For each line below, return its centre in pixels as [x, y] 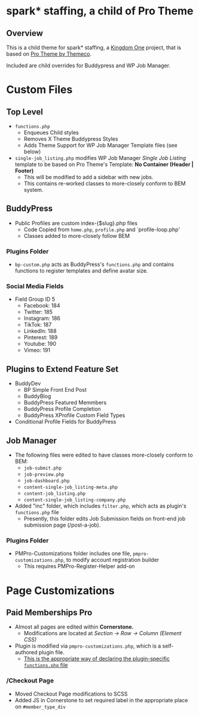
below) [32, 152]
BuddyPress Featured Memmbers [65, 403]
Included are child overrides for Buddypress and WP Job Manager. [88, 65]
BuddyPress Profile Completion [62, 409]
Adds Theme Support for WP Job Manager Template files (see [100, 145]
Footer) [24, 171]
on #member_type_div [40, 706]
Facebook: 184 [42, 306]
